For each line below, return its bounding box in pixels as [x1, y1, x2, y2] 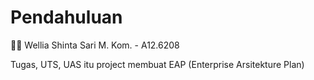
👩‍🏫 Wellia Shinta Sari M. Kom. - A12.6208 [10, 39, 180, 51]
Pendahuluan [10, 6, 123, 29]
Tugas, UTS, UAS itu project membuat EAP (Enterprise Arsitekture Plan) [10, 58, 305, 70]
